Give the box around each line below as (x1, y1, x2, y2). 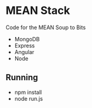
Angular (14, 48, 34, 55)
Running (5, 72, 39, 83)
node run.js (14, 95, 43, 102)
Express (14, 42, 35, 49)
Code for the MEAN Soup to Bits (5, 24, 86, 31)
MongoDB (14, 35, 40, 42)
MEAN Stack (5, 4, 70, 18)
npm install (14, 89, 42, 96)
